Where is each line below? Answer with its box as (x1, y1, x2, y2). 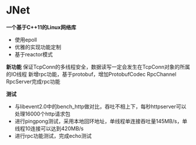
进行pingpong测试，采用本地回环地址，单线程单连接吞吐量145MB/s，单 (14, 117, 188, 124)
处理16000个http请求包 (14, 110, 70, 117)
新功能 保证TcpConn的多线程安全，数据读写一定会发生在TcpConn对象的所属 (6, 63, 191, 70)
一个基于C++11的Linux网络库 (6, 23, 76, 31)
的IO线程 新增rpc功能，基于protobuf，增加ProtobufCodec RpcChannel (6, 70, 177, 77)
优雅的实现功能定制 (14, 43, 62, 50)
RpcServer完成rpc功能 (6, 77, 60, 85)
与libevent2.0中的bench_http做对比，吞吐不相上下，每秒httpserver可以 (14, 103, 187, 110)
